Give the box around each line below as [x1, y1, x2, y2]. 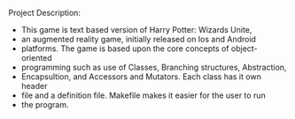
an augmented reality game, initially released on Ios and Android [20, 34, 256, 44]
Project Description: [8, 8, 82, 18]
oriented [20, 53, 52, 63]
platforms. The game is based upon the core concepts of [20, 43, 229, 54]
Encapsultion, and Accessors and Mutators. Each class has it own [20, 71, 262, 82]
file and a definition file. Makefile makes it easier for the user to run [20, 90, 267, 100]
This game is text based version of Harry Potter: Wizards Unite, [20, 25, 252, 34]
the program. [20, 100, 69, 109]
